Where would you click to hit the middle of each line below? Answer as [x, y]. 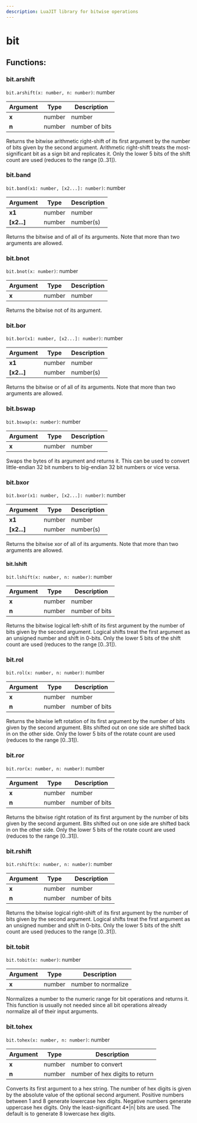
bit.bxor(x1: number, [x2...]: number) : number [66, 495]
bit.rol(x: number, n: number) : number [55, 673]
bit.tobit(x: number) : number [43, 960]
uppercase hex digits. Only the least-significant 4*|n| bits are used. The [93, 1107]
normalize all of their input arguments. [52, 1011]
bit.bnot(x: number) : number [42, 271]
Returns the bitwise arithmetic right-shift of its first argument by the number [98, 141]
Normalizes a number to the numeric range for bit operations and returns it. [98, 999]
